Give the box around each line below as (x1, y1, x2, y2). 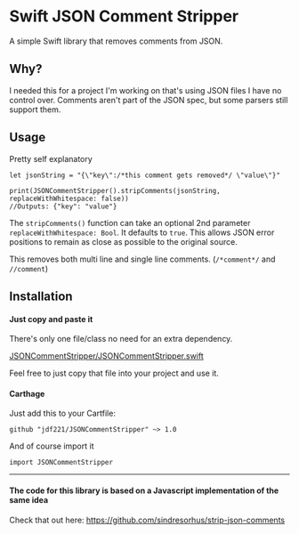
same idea (9, 494, 49, 505)
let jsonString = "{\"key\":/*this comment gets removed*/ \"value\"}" (9, 171, 280, 180)
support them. (9, 104, 61, 115)
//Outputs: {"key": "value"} (9, 202, 117, 211)
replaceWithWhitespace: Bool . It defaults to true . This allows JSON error (9, 227, 275, 238)
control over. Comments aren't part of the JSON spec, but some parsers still (9, 94, 288, 105)
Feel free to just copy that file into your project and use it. (9, 368, 220, 379)
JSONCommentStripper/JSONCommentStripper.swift (9, 351, 205, 361)
